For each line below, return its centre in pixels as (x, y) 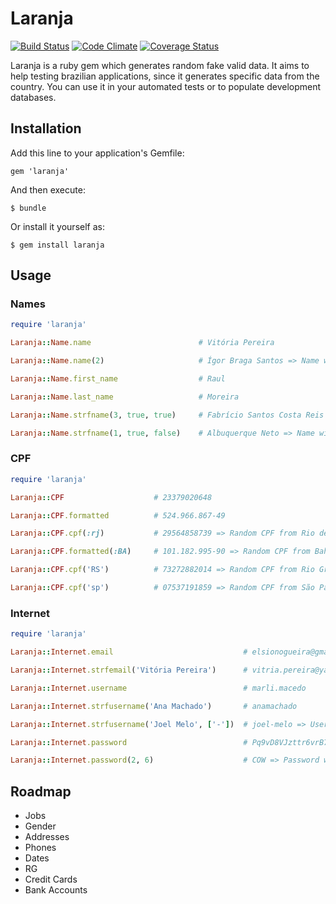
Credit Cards (51, 879)
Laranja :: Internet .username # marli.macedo (158, 688)
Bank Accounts (56, 890)
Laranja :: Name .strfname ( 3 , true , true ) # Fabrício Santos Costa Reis (167, 415)
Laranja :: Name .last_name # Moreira (125, 397)
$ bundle (28, 208)
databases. (33, 97)
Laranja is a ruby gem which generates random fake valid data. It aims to (160, 65)
